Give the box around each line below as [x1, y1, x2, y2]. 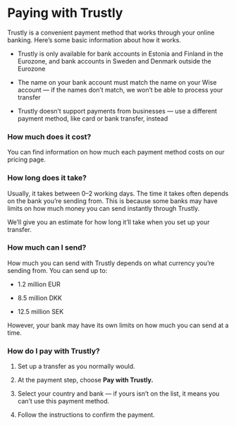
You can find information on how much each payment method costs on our [7, 148, 225, 157]
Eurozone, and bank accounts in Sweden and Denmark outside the [17, 56, 211, 65]
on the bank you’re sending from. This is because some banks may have [7, 196, 218, 205]
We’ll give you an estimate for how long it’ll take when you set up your [7, 217, 210, 226]
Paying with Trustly [7, 5, 123, 21]
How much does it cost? [7, 132, 92, 142]
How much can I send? [7, 243, 87, 252]
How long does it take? [7, 173, 87, 183]
